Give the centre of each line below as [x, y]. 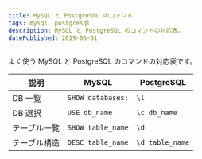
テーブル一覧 [36, 128]
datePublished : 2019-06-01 [53, 38]
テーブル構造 [36, 143]
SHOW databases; [98, 98]
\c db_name [157, 113]
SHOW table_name [98, 128]
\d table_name [163, 143]
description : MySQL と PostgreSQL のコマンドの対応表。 [96, 30]
